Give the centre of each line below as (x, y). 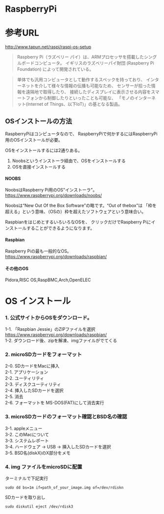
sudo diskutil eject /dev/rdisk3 (39, 506)
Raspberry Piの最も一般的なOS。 (38, 251)
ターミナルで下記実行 (26, 478)
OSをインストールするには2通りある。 (44, 150)
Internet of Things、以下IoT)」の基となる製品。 (75, 104)
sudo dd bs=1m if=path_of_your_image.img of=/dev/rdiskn (64, 488)
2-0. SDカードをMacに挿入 (32, 366)
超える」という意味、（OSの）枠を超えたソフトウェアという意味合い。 (75, 212)
